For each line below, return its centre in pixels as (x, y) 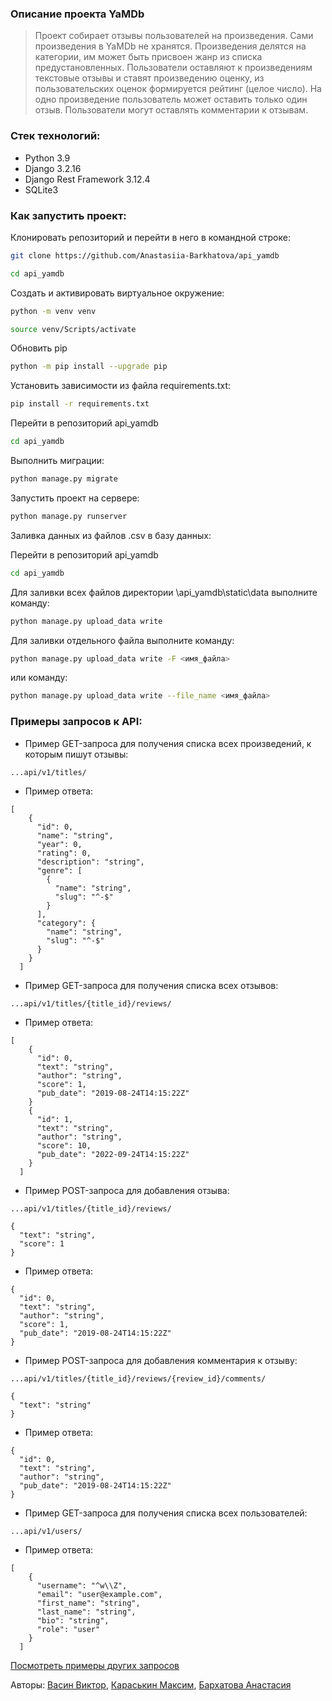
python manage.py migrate (64, 479)
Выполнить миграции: (57, 461)
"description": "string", (90, 862)
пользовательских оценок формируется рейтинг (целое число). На (178, 89)
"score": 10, (64, 1145)
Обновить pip (39, 348)
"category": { (66, 923)
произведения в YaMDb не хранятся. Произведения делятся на (170, 46)
